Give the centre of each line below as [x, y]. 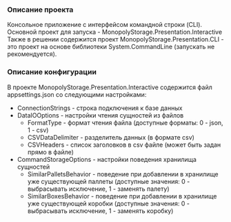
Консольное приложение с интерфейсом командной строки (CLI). [104, 25]
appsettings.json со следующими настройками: [77, 94]
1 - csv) [38, 130]
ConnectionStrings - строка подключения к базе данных [100, 108]
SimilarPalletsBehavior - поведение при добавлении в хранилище [123, 174]
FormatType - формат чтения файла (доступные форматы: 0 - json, [125, 122]
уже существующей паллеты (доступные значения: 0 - [109, 181]
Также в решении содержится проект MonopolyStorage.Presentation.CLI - [115, 39]
